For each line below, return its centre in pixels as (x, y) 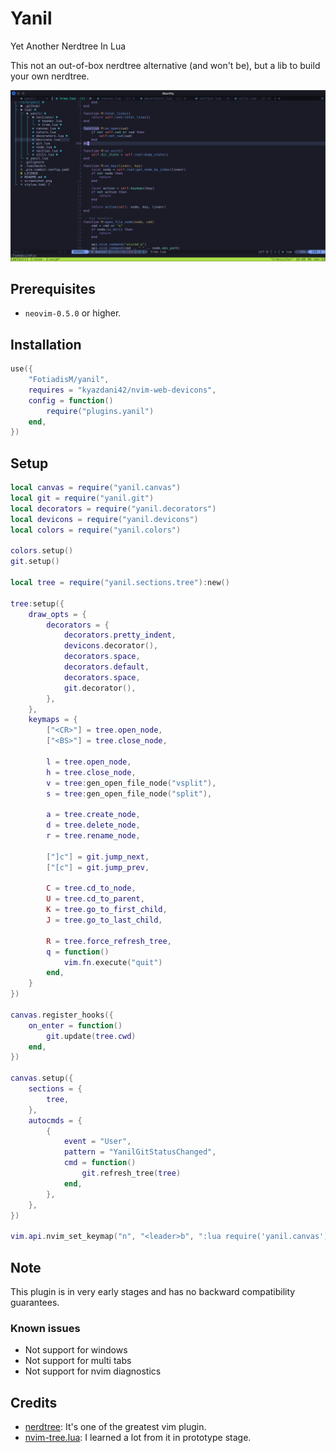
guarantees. (35, 1302)
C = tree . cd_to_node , (91, 888)
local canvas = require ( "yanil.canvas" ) (96, 488)
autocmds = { (55, 1120)
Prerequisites (53, 288)
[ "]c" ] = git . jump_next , (98, 857)
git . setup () (35, 562)
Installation (46, 344)
